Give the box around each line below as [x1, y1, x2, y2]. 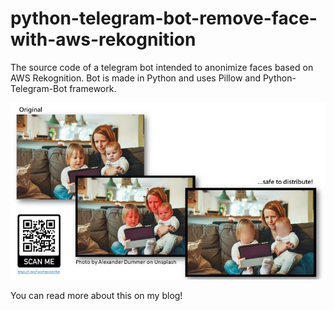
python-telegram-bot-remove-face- [10, 7, 318, 30]
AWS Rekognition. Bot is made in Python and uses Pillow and [10, 72, 261, 84]
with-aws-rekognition [10, 28, 197, 51]
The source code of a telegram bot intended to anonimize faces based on [10, 61, 314, 73]
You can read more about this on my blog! [10, 290, 183, 302]
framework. [69, 82, 117, 94]
